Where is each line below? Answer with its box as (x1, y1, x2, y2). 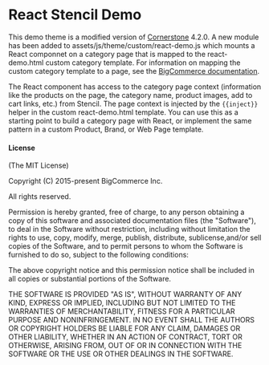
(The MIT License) (8, 160, 70, 170)
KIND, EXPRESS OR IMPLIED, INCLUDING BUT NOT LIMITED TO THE (8, 298, 236, 308)
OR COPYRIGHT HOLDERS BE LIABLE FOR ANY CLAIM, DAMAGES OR (8, 323, 241, 334)
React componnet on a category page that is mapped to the (8, 49, 206, 59)
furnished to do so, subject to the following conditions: (8, 250, 189, 260)
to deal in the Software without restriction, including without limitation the (8, 225, 251, 234)
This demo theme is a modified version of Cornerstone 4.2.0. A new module (8, 32, 259, 42)
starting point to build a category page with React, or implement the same (8, 116, 252, 125)
